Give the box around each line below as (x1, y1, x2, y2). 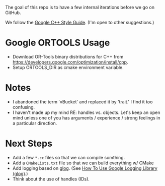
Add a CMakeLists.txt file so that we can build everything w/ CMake (12, 160, 154, 166)
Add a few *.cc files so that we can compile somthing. (12, 154, 125, 160)
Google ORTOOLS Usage (5, 37, 110, 48)
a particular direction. (12, 120, 57, 126)
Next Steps (5, 138, 53, 149)
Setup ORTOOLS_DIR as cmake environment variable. (12, 64, 124, 70)
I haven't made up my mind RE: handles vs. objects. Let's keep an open (12, 109, 160, 115)
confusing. (12, 104, 35, 110)
